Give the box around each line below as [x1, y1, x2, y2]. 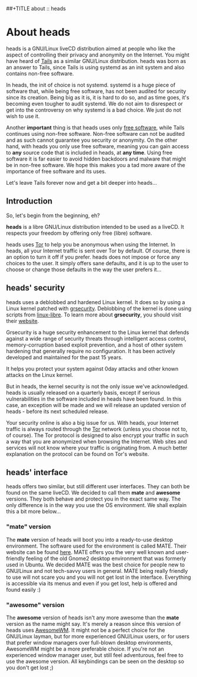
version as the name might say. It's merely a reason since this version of [6, 620, 181, 627]
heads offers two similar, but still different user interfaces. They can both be [6, 483, 190, 490]
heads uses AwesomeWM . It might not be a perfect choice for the [6, 626, 165, 633]
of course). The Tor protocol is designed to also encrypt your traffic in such [6, 432, 189, 439]
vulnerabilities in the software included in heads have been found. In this [6, 395, 182, 402]
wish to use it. [6, 112, 40, 119]
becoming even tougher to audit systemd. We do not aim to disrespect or [6, 100, 183, 107]
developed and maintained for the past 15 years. [6, 353, 123, 361]
